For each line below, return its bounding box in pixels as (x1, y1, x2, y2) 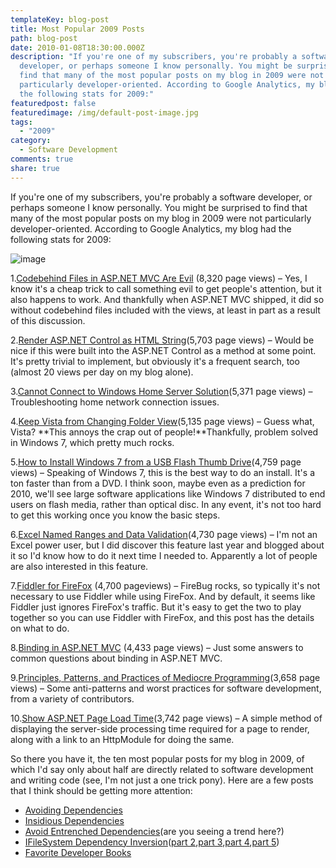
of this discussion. (10, 314, 86, 326)
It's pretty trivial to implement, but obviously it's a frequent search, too (10, 355, 300, 367)
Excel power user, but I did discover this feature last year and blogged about (10, 539, 325, 551)
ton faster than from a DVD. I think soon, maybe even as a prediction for (10, 477, 306, 489)
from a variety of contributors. (10, 692, 135, 705)
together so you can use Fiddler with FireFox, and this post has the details (10, 611, 315, 623)
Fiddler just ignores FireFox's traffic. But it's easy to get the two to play (10, 601, 302, 613)
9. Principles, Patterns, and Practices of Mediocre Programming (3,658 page (10, 671, 321, 683)
